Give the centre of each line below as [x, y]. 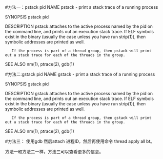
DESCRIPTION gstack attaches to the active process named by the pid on [79, 93]
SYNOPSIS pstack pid [27, 17]
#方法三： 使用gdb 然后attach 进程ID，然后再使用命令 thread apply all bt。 [80, 141]
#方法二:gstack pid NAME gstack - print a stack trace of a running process [80, 74]
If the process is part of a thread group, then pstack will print [81, 51]
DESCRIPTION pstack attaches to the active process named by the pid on [79, 26]
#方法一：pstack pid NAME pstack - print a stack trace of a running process [81, 7]
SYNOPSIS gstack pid [27, 84]
